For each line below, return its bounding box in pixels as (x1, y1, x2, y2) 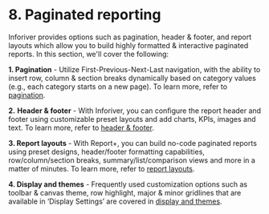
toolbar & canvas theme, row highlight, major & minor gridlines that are (8, 188, 242, 197)
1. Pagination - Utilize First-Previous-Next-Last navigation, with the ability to (8, 64, 261, 74)
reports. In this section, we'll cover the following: (8, 49, 169, 59)
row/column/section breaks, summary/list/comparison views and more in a (8, 155, 255, 165)
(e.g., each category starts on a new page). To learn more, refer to (8, 82, 227, 91)
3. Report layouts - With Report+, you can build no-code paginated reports (8, 138, 257, 147)
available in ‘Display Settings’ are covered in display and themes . (8, 196, 222, 206)
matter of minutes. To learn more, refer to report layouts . (8, 164, 195, 173)
